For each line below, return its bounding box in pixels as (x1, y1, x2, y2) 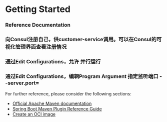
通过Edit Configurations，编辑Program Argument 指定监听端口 (5, 73, 158, 80)
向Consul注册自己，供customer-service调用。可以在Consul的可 (5, 36, 162, 43)
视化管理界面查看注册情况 (5, 44, 67, 51)
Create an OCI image (12, 111, 56, 117)
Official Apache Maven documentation (12, 100, 92, 106)
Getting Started (5, 4, 71, 15)
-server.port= (5, 79, 39, 86)
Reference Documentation (5, 22, 71, 29)
